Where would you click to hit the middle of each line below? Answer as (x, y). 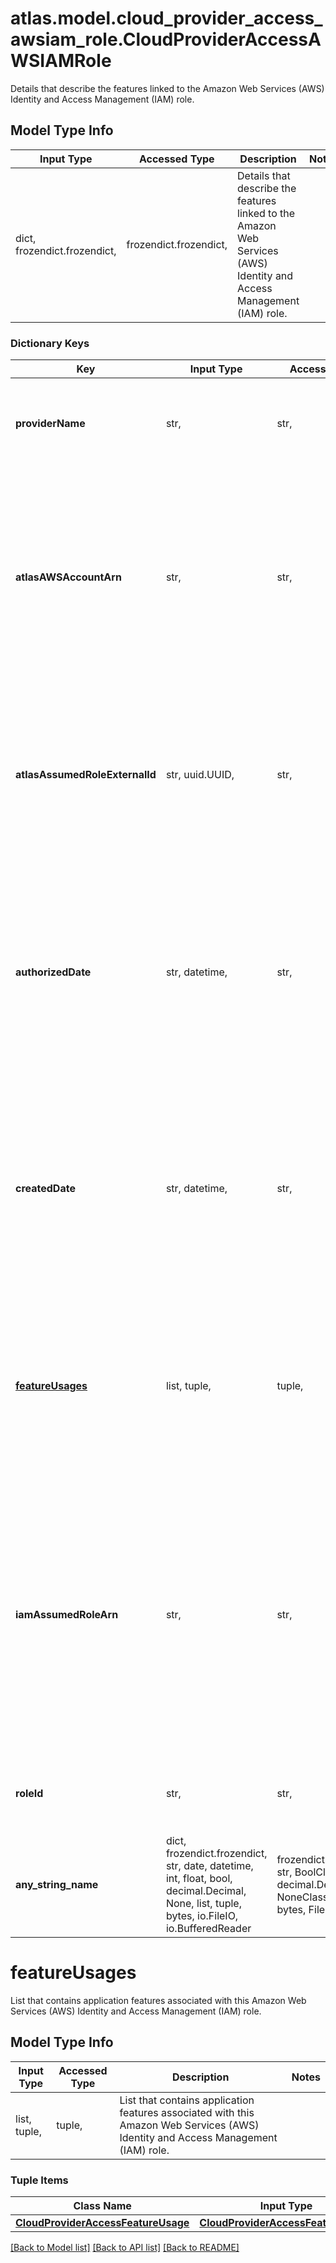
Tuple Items (39, 2180)
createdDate (45, 1189)
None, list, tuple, (203, 1904)
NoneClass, (304, 1897)
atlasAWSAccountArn (68, 577)
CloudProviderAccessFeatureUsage (102, 2223)
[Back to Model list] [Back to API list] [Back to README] (125, 2248)
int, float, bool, (199, 1879)
